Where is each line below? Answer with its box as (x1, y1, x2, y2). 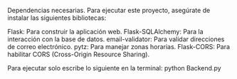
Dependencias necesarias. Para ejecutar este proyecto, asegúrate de (7, 6, 211, 14)
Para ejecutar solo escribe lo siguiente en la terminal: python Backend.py (7, 64, 222, 72)
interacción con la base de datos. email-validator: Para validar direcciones (7, 35, 225, 43)
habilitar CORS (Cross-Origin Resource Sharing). (7, 50, 150, 58)
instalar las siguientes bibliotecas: (7, 14, 107, 22)
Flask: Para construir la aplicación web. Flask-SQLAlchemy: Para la (7, 28, 204, 36)
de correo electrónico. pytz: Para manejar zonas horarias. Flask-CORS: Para (7, 43, 230, 51)
